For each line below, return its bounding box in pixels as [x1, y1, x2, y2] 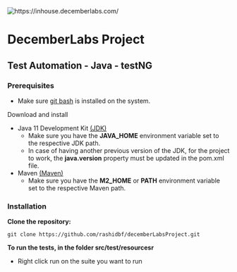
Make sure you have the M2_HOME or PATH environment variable [28, 176, 221, 185]
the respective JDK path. [28, 139, 101, 147]
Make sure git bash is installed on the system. [17, 97, 151, 105]
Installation [7, 201, 47, 211]
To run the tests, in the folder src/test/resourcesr [7, 243, 154, 252]
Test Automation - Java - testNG [7, 59, 153, 71]
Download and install [7, 110, 68, 118]
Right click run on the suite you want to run [17, 257, 142, 266]
